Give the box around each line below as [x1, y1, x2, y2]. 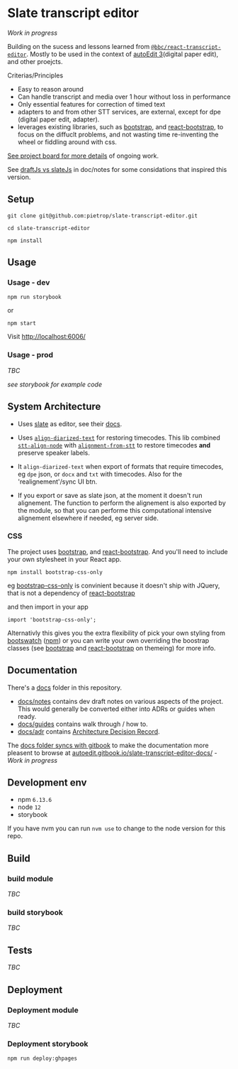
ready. [17, 712, 37, 720]
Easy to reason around [17, 85, 84, 93]
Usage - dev [7, 278, 50, 288]
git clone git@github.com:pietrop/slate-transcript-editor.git [7, 212, 198, 219]
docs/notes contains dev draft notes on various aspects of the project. [17, 697, 224, 705]
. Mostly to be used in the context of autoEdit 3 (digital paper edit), [25, 50, 219, 58]
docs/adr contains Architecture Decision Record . [17, 727, 161, 736]
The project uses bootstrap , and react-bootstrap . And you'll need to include [7, 547, 228, 555]
